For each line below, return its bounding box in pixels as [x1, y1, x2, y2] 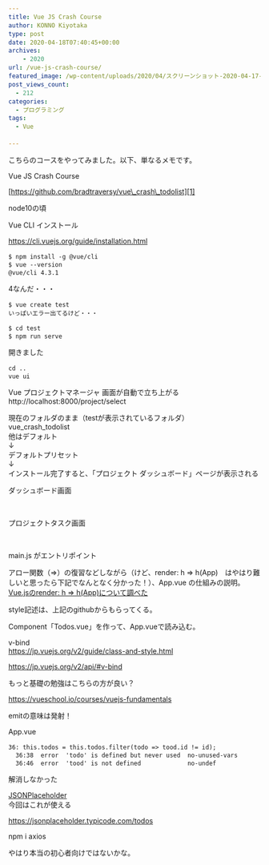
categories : [8, 97, 48, 106]
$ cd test [8, 324, 42, 332]
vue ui [8, 372, 30, 380]
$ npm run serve [8, 332, 62, 340]
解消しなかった [8, 774, 58, 784]
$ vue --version [8, 260, 62, 268]
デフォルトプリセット [8, 449, 78, 460]
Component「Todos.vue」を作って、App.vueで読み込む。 [8, 622, 200, 631]
